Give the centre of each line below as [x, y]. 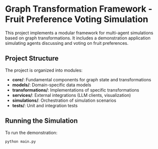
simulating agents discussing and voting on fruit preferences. [67, 43]
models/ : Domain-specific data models [52, 85]
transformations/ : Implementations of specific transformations [76, 90]
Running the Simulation [42, 121]
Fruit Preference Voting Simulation [77, 19]
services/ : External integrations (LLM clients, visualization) [71, 95]
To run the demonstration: [31, 132]
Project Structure [32, 59]
